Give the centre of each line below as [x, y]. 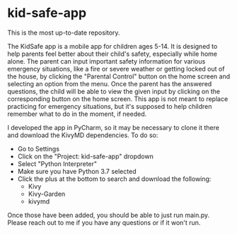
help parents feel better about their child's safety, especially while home [112, 54]
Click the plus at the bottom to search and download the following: [114, 179]
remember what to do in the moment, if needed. [77, 114]
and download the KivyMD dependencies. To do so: [83, 135]
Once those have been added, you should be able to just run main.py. [109, 215]
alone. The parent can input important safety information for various [106, 61]
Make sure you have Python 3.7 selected [77, 171]
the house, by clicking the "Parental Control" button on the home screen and [119, 76]
